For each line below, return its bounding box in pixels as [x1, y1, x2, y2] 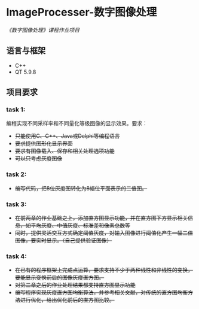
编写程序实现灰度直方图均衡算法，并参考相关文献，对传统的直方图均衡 [14, 289, 188, 296]
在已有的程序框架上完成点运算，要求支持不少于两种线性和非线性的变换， [14, 266, 193, 274]
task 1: [6, 105, 26, 114]
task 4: [6, 252, 27, 260]
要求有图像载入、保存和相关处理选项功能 [14, 147, 115, 154]
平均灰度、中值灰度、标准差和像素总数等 [30, 222, 130, 229]
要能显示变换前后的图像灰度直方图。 [14, 274, 105, 281]
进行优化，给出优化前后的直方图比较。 [20, 296, 115, 304]
